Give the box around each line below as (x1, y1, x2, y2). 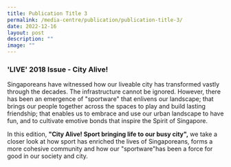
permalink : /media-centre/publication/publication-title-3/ (7, 16, 184, 23)
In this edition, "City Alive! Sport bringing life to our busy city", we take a (7, 130, 218, 138)
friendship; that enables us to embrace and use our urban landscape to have (7, 109, 224, 118)
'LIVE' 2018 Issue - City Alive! (7, 65, 109, 74)
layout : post (7, 29, 45, 36)
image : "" (7, 42, 36, 49)
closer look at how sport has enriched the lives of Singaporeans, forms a (7, 137, 213, 146)
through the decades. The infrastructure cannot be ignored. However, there (7, 87, 221, 96)
